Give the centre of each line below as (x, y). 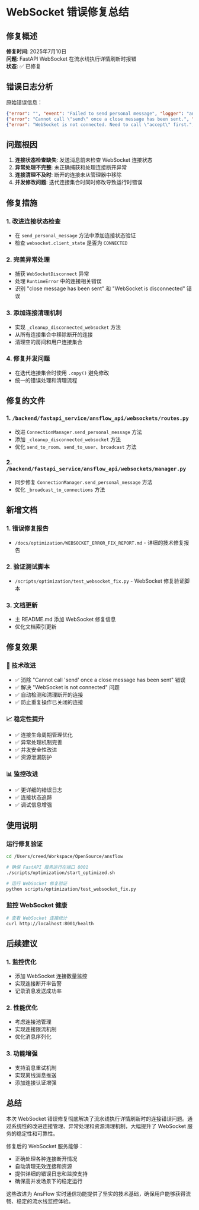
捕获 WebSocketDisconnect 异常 (52, 274)
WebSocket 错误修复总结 (68, 12)
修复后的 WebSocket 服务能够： (45, 1146)
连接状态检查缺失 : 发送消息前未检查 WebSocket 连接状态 (84, 160)
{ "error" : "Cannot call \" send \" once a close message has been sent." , (98, 119)
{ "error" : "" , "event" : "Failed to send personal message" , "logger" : (95, 114)
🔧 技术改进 (21, 665)
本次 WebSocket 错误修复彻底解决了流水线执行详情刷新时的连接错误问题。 (97, 1118)
